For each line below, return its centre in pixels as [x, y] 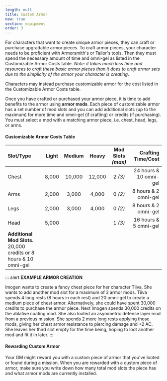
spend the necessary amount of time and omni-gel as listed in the [73, 58]
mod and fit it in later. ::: [29, 335]
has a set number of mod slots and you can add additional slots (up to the [81, 110]
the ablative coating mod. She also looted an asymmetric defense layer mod [83, 314]
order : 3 [14, 28]
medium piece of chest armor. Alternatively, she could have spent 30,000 [80, 303]
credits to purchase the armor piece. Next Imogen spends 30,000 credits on [83, 308]
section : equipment [25, 24]
